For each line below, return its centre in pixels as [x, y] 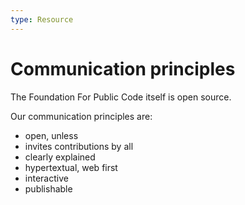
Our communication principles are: [81, 116]
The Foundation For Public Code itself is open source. [121, 97]
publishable [48, 188]
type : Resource [42, 19]
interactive [46, 178]
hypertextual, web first [71, 167]
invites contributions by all [79, 146]
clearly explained [60, 157]
